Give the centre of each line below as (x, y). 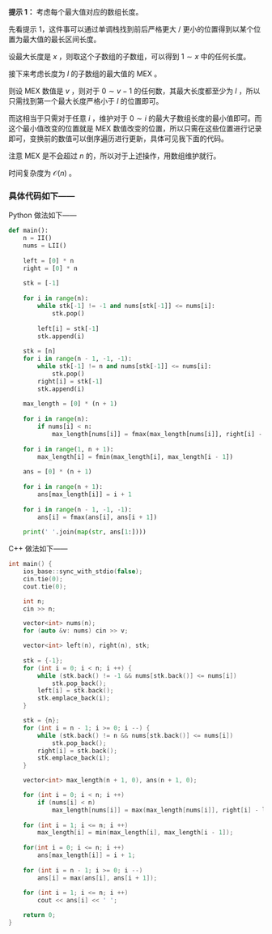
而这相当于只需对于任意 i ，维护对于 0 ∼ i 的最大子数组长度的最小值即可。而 (135, 118)
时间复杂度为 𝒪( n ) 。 (42, 173)
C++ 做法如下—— (38, 549)
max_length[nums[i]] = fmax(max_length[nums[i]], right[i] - (157, 434)
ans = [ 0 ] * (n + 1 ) (57, 472)
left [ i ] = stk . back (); (76, 691)
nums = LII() (45, 246)
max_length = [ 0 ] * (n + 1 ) (70, 404)
